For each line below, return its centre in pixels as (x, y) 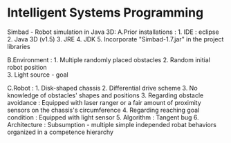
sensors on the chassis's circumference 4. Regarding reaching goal (103, 110)
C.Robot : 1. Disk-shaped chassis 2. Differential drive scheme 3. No (103, 88)
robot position (27, 67)
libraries (19, 46)
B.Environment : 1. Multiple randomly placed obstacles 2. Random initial (109, 59)
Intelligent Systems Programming (105, 13)
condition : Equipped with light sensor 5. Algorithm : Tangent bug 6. (103, 117)
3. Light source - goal (38, 75)
